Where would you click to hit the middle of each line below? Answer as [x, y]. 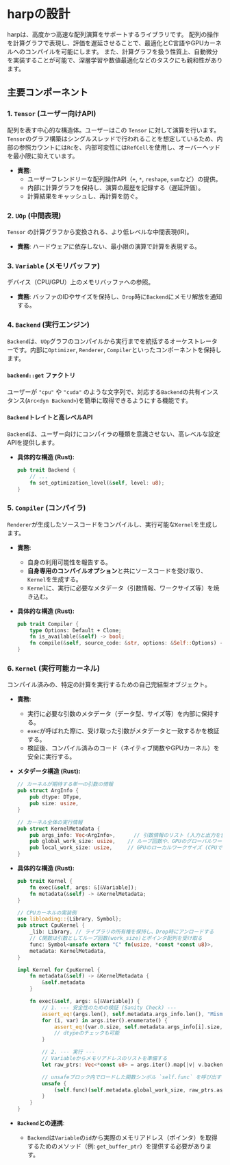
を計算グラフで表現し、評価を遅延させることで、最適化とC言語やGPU [105, 43]
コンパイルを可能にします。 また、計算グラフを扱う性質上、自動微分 [122, 51]
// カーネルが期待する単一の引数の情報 [65, 784]
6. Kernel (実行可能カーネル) [54, 669]
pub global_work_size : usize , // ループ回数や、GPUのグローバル [121, 842]
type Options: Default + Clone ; [76, 630]
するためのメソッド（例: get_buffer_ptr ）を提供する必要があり [116, 1146]
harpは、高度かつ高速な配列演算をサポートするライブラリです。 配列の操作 [113, 34]
